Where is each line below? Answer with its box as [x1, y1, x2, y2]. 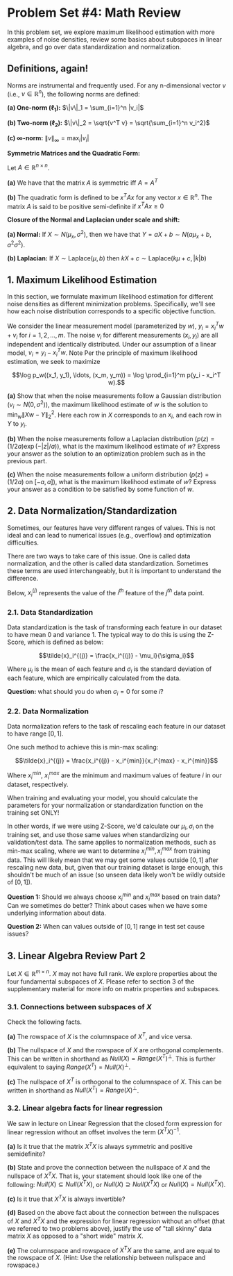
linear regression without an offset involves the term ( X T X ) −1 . [7, 1127, 181, 1136]
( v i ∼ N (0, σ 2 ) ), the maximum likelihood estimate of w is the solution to [7, 399, 208, 411]
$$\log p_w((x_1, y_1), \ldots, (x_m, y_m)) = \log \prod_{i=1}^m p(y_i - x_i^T [12, 371, 221, 379]
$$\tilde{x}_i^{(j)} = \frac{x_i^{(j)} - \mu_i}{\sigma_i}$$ [38, 652, 195, 660]
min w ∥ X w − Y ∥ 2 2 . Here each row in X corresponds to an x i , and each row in [7, 409, 222, 420]
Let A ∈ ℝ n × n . [7, 162, 50, 172]
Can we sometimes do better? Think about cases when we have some [7, 902, 208, 910]
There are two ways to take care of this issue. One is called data [7, 552, 191, 560]
